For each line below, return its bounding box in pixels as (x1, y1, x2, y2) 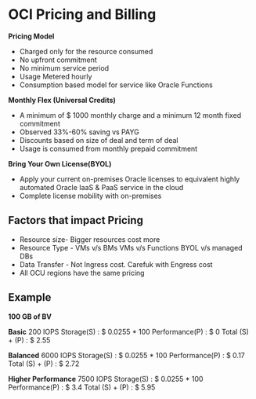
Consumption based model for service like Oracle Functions (19, 80, 213, 90)
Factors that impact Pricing (8, 214, 143, 227)
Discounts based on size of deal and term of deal (19, 135, 178, 145)
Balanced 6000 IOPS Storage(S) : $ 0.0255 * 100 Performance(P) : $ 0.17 (8, 350, 245, 360)
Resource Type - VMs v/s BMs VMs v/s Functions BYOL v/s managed (19, 243, 243, 252)
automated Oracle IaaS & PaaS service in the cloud (19, 182, 184, 192)
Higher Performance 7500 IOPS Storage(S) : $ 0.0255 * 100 (8, 374, 204, 383)
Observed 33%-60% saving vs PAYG (19, 127, 139, 137)
